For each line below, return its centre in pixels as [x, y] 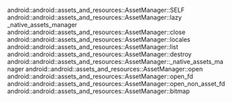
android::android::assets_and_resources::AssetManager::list [93, 47]
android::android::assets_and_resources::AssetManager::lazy [94, 17]
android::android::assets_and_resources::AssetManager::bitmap [98, 91]
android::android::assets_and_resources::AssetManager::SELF [96, 10]
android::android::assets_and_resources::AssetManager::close [97, 32]
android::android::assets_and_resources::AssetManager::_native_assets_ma [115, 61]
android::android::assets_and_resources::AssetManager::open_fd [100, 76]
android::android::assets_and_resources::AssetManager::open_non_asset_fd [116, 84]
